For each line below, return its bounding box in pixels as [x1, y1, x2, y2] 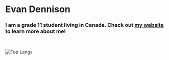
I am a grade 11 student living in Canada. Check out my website [5, 22, 164, 29]
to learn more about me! [5, 28, 66, 35]
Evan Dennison [5, 4, 70, 15]
